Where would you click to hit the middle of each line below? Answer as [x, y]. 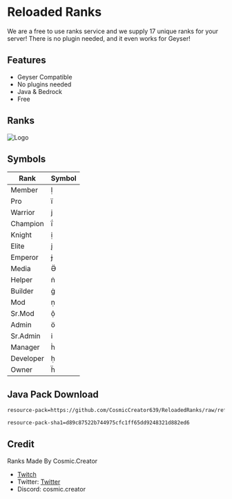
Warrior [23, 213]
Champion [27, 224]
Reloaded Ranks [55, 12]
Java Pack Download [53, 394]
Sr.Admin [26, 336]
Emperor [25, 258]
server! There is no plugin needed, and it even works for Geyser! [99, 38]
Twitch [27, 474]
